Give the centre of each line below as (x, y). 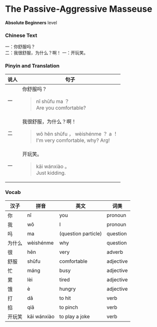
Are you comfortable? (61, 108)
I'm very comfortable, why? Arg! (73, 140)
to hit (65, 298)
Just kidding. (51, 173)
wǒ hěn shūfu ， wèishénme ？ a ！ (77, 134)
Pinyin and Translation (32, 66)
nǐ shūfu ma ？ (53, 101)
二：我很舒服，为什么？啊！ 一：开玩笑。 (47, 53)
